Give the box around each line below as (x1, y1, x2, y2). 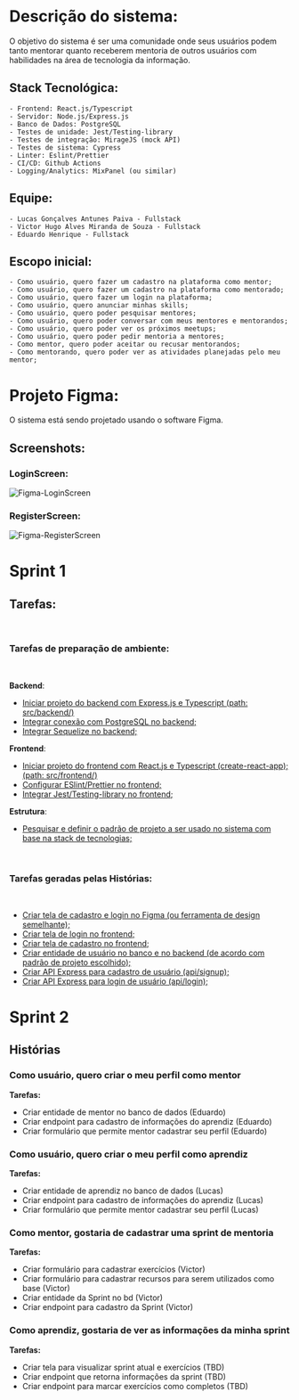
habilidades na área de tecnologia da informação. (9, 54, 191, 65)
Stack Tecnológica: (9, 80, 118, 95)
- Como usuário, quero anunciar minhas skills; (9, 301, 190, 310)
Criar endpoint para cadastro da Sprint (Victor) (21, 1302, 194, 1313)
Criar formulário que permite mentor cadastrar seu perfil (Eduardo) (21, 1126, 268, 1136)
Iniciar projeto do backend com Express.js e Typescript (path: (21, 697, 248, 708)
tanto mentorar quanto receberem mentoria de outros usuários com (9, 45, 257, 55)
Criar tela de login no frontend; (21, 929, 135, 939)
